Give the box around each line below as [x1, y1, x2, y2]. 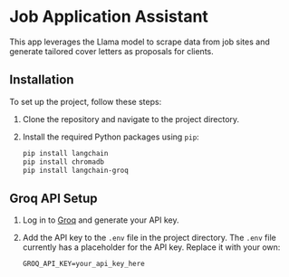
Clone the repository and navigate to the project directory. [22, 113, 240, 124]
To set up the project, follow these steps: [9, 96, 162, 107]
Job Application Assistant [9, 6, 208, 27]
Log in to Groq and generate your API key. [22, 215, 179, 225]
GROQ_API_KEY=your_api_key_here [22, 260, 145, 269]
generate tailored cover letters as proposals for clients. [9, 45, 215, 56]
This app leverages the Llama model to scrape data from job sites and [9, 36, 270, 47]
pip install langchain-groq [22, 166, 129, 175]
